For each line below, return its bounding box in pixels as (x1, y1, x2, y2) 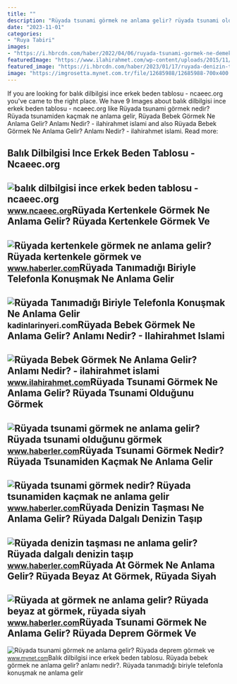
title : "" (7, 10, 37, 18)
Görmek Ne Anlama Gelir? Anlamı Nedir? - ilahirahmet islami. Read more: (7, 127, 219, 135)
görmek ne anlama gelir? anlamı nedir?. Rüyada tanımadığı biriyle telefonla (7, 661, 224, 670)
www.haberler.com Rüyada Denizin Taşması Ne (7, 502, 205, 514)
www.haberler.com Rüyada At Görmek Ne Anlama (7, 559, 215, 571)
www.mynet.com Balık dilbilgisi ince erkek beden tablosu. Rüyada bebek (7, 654, 208, 662)
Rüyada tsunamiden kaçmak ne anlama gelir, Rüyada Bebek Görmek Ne (7, 111, 216, 120)
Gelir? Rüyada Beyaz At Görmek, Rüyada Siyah (7, 570, 217, 582)
